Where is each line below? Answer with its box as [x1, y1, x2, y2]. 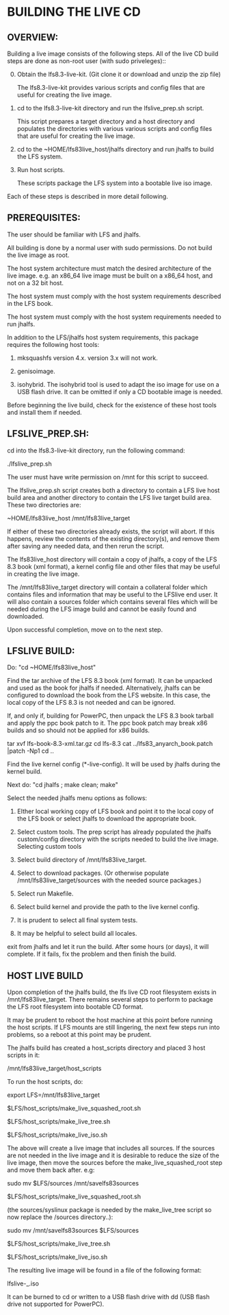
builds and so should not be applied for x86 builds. [7, 726, 150, 734]
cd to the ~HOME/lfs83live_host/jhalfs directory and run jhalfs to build [16, 145, 214, 153]
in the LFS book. [7, 299, 53, 307]
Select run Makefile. [16, 889, 74, 898]
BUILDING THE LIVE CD [7, 4, 142, 20]
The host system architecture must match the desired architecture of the [7, 264, 212, 272]
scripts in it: [7, 1051, 40, 1059]
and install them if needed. [7, 408, 82, 416]
